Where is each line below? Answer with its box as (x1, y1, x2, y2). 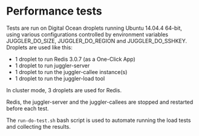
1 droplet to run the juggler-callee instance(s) (15, 68, 128, 75)
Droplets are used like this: (6, 44, 73, 51)
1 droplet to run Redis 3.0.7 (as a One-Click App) (15, 55, 136, 63)
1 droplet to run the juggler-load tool (15, 75, 105, 82)
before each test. (6, 104, 50, 112)
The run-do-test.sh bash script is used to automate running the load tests (6, 117, 191, 124)
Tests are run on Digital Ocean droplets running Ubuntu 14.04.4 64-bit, (6, 24, 183, 32)
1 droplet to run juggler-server (15, 62, 90, 69)
